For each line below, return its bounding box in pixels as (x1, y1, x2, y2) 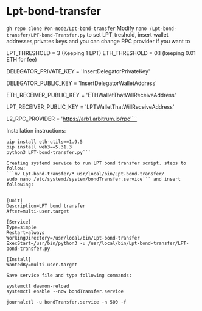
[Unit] (6, 197, 23, 203)
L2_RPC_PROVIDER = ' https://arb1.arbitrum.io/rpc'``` (6, 115, 138, 122)
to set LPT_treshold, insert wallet (86, 31, 169, 38)
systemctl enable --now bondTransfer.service (6, 288, 124, 295)
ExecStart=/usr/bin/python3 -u (6, 240, 86, 246)
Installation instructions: (6, 126, 66, 134)
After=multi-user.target (6, 208, 69, 214)
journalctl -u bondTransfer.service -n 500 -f (6, 299, 127, 305)
